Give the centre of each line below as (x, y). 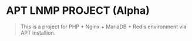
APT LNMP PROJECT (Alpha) (78, 11)
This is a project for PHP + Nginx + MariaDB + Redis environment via (103, 27)
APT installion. (38, 32)
